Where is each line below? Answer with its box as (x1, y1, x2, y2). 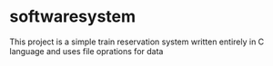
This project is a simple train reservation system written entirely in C (9, 36, 265, 47)
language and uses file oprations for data (9, 45, 164, 56)
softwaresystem (9, 6, 136, 27)
